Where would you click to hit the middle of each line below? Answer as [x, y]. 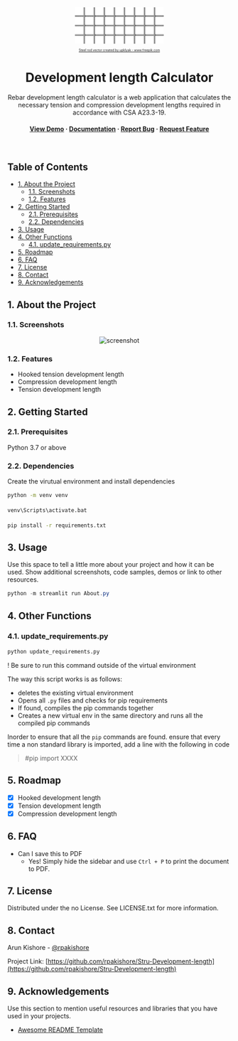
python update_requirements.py [54, 651]
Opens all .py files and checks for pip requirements [93, 700]
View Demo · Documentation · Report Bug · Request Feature [119, 129]
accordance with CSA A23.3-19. [119, 112]
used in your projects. [39, 1016]
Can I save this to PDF [50, 853]
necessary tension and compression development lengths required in [119, 105]
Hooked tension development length [71, 374]
